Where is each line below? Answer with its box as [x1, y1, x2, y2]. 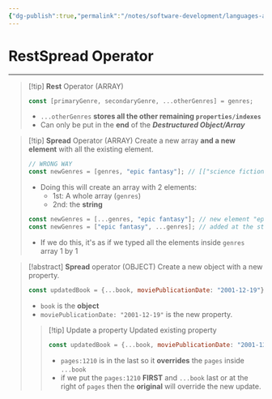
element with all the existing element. [28, 144, 154, 154]
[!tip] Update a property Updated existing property [48, 325, 217, 335]
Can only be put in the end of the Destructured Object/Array [40, 120, 245, 130]
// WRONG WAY [28, 160, 73, 169]
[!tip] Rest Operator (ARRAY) [28, 81, 124, 91]
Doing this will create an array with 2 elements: [40, 182, 197, 192]
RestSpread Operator [8, 46, 154, 65]
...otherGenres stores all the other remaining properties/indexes [40, 111, 261, 122]
